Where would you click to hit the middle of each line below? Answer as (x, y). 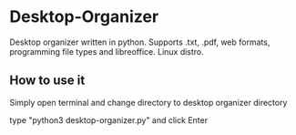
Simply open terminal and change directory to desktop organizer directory (148, 102)
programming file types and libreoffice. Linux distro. (107, 51)
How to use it (47, 81)
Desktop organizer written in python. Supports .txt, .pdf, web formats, (140, 42)
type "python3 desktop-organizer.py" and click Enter (108, 119)
